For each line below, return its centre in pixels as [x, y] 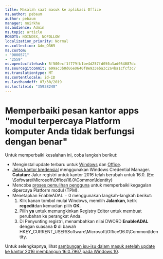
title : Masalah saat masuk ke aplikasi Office [53, 9]
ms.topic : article [24, 32]
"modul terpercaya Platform [63, 121]
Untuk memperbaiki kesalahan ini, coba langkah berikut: [61, 155]
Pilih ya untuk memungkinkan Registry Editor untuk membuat [81, 211]
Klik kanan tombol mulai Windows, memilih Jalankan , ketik [78, 201]
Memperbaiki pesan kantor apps [72, 111]
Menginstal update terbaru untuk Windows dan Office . [67, 165]
